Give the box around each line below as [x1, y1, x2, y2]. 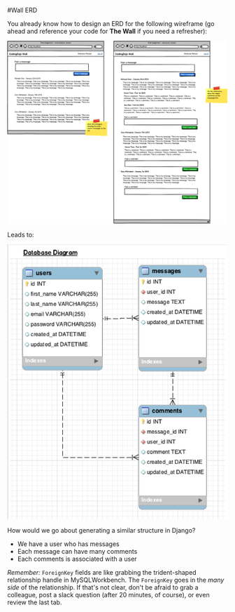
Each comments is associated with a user [17, 554, 138, 564]
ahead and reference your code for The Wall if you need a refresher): [7, 27, 208, 35]
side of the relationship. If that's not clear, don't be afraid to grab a [7, 583, 199, 592]
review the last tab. [7, 598, 62, 606]
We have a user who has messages [17, 540, 120, 548]
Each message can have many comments [17, 547, 138, 556]
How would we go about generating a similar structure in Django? [7, 526, 196, 535]
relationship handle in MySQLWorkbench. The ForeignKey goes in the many [7, 576, 225, 585]
